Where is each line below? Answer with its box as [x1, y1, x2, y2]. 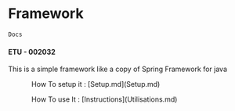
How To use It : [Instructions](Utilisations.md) [31, 95, 178, 104]
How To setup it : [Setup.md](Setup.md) [31, 80, 161, 89]
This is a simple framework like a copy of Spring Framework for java [8, 64, 228, 74]
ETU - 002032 [8, 47, 56, 56]
